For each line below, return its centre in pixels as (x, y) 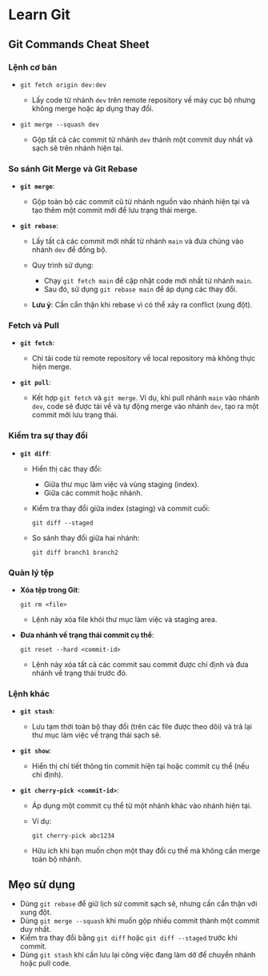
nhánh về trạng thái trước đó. (80, 673)
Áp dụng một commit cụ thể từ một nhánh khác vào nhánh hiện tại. (142, 805)
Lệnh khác (29, 693)
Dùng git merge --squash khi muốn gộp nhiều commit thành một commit (140, 921)
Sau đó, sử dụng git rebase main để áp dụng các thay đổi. (140, 289)
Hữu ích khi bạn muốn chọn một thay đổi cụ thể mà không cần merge (146, 851)
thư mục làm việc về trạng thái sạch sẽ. (96, 735)
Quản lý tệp (31, 572)
